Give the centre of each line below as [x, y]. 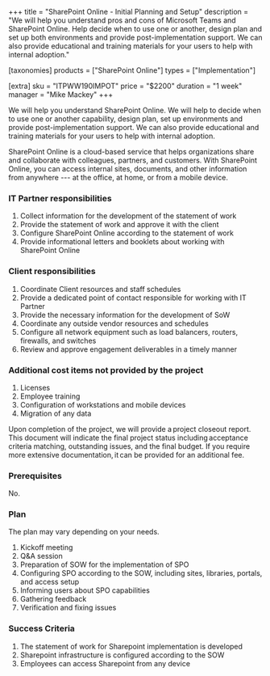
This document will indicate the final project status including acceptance [128, 437]
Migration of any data [56, 413]
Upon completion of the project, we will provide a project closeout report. [130, 429]
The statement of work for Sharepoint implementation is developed [131, 646]
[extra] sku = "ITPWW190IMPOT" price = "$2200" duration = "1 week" [125, 86]
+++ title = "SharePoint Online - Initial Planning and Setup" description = [129, 12]
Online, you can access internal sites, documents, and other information [128, 169]
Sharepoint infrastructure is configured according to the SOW [122, 655]
